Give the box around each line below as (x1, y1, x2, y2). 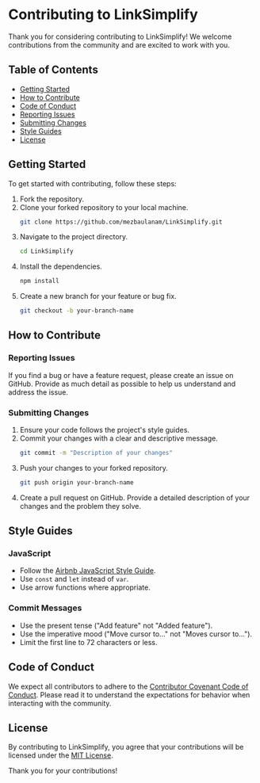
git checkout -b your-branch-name (19, 307, 134, 315)
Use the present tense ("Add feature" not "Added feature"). (19, 621, 213, 630)
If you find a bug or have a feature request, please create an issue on (8, 370, 234, 380)
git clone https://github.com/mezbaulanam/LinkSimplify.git (19, 218, 223, 226)
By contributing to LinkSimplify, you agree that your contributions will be (8, 743, 244, 752)
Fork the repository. (19, 194, 85, 204)
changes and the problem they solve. (19, 501, 141, 510)
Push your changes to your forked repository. (19, 463, 169, 472)
